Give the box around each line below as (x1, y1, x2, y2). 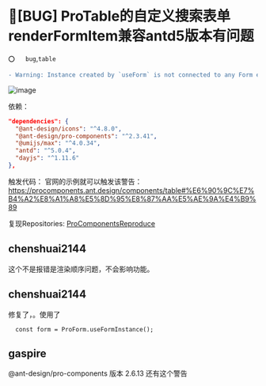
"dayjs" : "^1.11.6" (15, 154, 80, 162)
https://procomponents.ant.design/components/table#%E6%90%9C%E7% (8, 185, 255, 195)
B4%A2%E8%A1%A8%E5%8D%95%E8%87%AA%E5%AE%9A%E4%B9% (8, 194, 256, 203)
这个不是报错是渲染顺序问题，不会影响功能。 (8, 264, 154, 274)
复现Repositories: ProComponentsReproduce (8, 218, 156, 228)
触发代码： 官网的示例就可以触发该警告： (8, 176, 142, 186)
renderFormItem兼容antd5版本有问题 (8, 27, 255, 45)
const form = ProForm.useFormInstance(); (15, 325, 154, 333)
